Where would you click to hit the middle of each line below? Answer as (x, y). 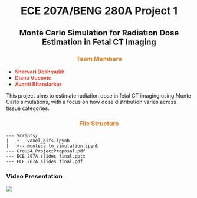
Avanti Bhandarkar (38, 84)
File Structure (99, 124)
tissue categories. (28, 108)
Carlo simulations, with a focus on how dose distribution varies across (91, 102)
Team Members (99, 59)
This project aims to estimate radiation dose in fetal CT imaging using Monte (99, 95)
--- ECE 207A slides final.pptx (46, 157)
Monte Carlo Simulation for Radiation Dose (99, 33)
